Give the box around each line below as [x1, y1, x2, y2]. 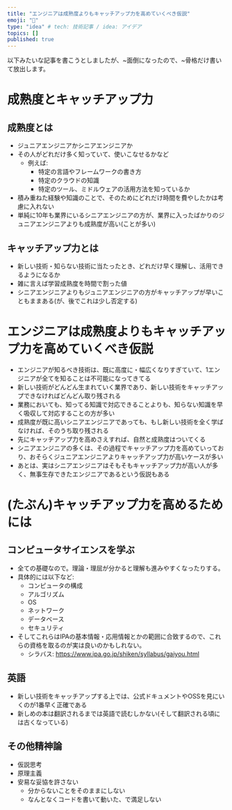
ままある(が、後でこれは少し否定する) [29, 297, 138, 305]
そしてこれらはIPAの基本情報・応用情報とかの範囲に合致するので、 [17, 632, 210, 641]
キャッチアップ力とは [7, 242, 99, 254]
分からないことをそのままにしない [27, 786, 126, 795]
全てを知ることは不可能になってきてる [41, 374, 151, 382]
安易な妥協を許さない [17, 777, 78, 786]
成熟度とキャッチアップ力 [7, 92, 154, 108]
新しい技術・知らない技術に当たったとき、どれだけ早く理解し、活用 [17, 262, 212, 270]
